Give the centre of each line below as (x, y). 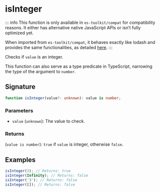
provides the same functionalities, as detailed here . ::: (59, 47)
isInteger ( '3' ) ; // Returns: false (41, 180)
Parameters (19, 111)
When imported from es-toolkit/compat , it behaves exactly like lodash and (80, 42)
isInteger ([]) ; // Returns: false (40, 184)
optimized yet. (20, 33)
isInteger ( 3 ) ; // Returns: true (38, 171)
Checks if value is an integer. (34, 57)
